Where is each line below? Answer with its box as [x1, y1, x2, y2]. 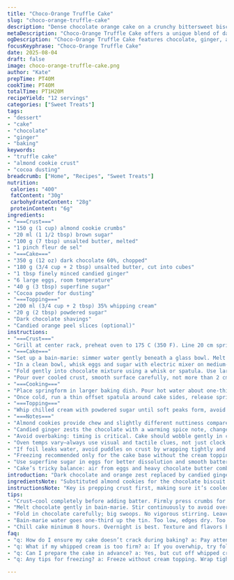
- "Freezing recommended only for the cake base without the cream [7, 452, 208, 459]
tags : [7, 108, 23, 115]
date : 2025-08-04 [7, 50, 58, 57]
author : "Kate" [7, 68, 52, 75]
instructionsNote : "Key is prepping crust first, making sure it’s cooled [7, 484, 229, 491]
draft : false [7, 56, 45, 63]
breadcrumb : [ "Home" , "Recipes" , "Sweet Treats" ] [7, 173, 155, 180]
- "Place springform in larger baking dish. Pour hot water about [7, 387, 204, 394]
